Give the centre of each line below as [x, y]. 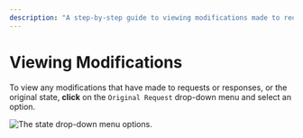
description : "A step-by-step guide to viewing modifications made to [145, 18]
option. [23, 106]
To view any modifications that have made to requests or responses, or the [148, 87]
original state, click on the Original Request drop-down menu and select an [150, 97]
